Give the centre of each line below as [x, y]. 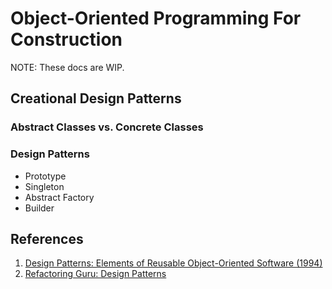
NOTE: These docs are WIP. [67, 67]
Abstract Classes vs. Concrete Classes [107, 127]
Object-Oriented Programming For [156, 18]
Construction [66, 39]
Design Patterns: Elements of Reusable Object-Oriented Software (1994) [173, 263]
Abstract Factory [59, 197]
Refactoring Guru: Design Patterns [95, 274]
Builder [39, 208]
